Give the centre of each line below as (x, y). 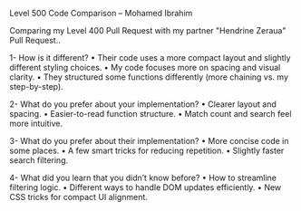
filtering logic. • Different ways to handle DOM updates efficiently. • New (146, 187)
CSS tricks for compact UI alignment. (78, 197)
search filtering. (39, 160)
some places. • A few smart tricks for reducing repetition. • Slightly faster (147, 150)
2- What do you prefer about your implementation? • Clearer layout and (143, 104)
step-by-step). (36, 86)
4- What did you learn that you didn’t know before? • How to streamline (143, 177)
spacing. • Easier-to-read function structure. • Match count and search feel (150, 114)
